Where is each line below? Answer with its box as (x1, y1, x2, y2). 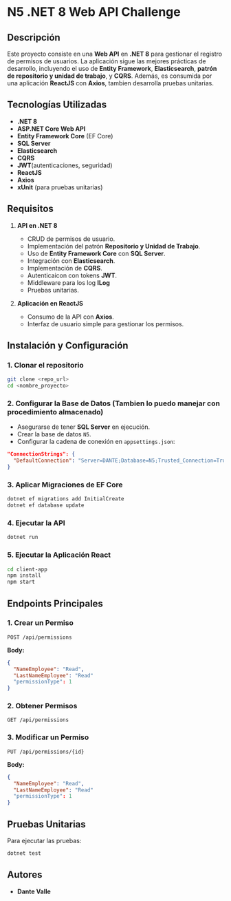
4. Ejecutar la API (7, 518, 65, 527)
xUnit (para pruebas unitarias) (16, 183, 103, 191)
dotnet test (7, 849, 41, 857)
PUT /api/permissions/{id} (7, 748, 85, 755)
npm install (7, 572, 41, 579)
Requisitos (7, 203, 54, 215)
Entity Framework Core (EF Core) (16, 131, 113, 140)
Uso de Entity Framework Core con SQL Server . (27, 249, 166, 257)
